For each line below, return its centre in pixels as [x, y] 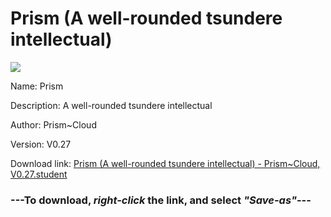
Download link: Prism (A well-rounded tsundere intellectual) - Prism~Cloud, [165, 163]
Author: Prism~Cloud [53, 124]
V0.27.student [39, 174]
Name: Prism [37, 86]
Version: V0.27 [41, 144]
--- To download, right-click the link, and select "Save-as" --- [161, 200]
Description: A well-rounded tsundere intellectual [111, 105]
